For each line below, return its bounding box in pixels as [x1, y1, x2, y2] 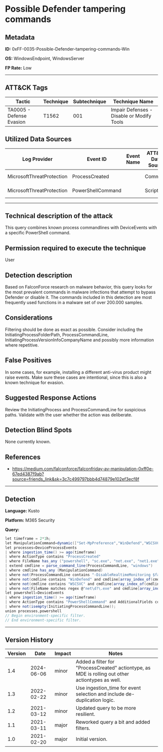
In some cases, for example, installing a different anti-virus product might [5, 369, 152, 375]
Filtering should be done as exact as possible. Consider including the [5, 327, 143, 332]
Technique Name [113, 98, 154, 105]
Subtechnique [73, 98, 107, 105]
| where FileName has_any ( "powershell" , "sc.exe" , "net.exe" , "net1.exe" [5, 559, 160, 564]
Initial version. [76, 736, 108, 743]
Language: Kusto [5, 508, 40, 514]
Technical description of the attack [5, 212, 113, 220]
